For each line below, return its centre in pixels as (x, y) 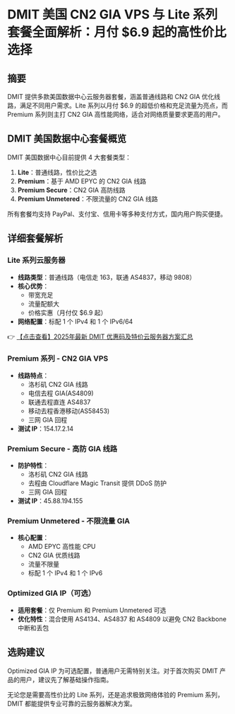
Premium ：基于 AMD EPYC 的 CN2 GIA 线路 (82, 181)
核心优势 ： (33, 286)
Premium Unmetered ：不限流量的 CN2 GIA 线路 (88, 198)
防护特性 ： (33, 465)
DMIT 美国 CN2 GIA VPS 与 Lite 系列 (113, 15)
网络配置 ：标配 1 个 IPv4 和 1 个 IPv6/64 (75, 321)
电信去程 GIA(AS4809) (61, 393)
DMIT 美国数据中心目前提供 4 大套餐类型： (70, 157)
